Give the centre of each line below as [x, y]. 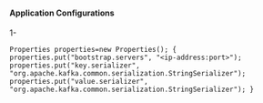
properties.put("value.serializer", [79, 82]
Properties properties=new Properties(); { [93, 50]
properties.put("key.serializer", [75, 66]
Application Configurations [62, 13]
